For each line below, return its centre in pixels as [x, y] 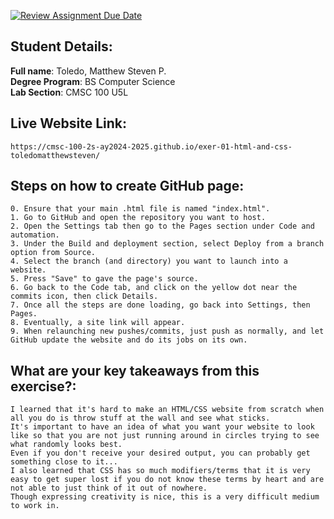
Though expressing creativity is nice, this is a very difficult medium [165, 497]
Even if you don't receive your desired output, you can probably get [160, 453]
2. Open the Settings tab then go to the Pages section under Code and [162, 226]
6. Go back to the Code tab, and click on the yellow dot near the [154, 288]
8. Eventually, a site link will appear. [98, 323]
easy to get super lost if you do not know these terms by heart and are [167, 480]
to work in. [35, 506]
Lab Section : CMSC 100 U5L [69, 92]
